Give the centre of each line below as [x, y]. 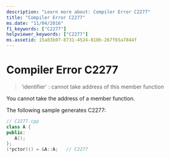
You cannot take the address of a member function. [71, 98]
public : [16, 133]
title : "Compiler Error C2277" [46, 18]
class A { [19, 127]
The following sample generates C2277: [56, 110]
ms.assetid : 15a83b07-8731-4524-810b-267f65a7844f [72, 40]
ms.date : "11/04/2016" [35, 23]
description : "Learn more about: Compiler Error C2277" [78, 12]
